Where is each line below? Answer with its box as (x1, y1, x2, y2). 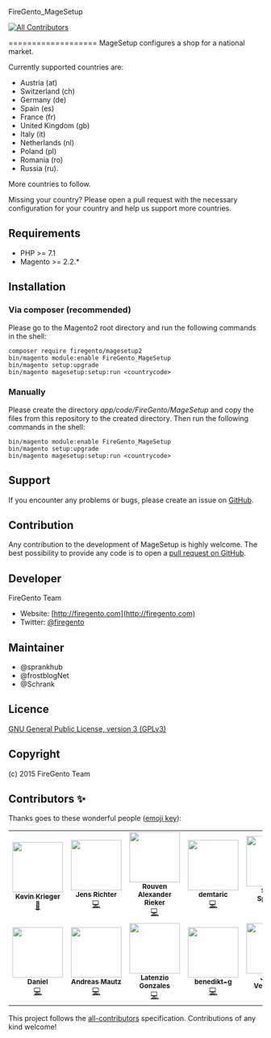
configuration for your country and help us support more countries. (8, 203, 231, 213)
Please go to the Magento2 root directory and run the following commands (8, 323, 256, 332)
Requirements (8, 227, 81, 240)
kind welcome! (8, 1022, 57, 1032)
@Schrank (19, 679, 55, 689)
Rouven (142, 882, 168, 891)
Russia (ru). (19, 164, 59, 173)
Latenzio (140, 973, 169, 982)
